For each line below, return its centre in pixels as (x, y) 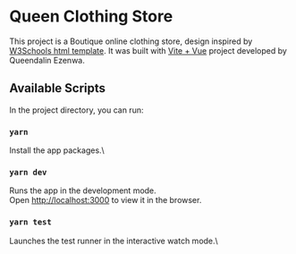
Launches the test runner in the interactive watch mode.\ (114, 241)
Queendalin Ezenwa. (47, 60)
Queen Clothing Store (91, 17)
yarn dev (28, 172)
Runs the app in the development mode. (83, 190)
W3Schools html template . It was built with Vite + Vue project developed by (148, 50)
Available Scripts (57, 88)
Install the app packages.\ (57, 150)
